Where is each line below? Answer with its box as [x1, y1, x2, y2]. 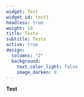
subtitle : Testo [6, 36, 46, 42]
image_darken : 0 [17, 69, 57, 75]
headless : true [6, 20, 44, 25]
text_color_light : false [17, 63, 78, 70]
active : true [6, 42, 38, 48]
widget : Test [6, 8, 38, 15]
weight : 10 [6, 25, 33, 31]
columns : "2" [11, 53, 44, 59]
